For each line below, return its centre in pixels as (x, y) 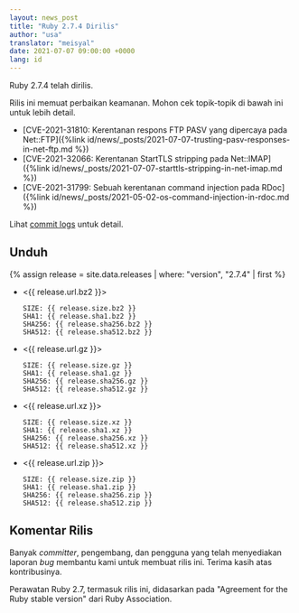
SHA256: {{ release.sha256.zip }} (87, 495)
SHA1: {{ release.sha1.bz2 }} (79, 316)
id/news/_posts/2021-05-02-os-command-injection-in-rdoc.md (171, 197)
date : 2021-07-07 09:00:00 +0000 (72, 51)
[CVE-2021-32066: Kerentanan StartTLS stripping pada (125, 158)
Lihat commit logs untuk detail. (66, 224)
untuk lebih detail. (42, 112)
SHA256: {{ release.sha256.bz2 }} (87, 324)
